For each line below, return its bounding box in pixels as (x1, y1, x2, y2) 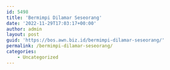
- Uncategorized (17, 54, 59, 60)
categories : (6, 49, 37, 55)
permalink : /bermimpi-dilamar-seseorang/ (6, 43, 113, 49)
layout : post (6, 32, 40, 38)
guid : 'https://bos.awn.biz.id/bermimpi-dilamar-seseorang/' (6, 37, 165, 43)
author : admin (6, 26, 43, 32)
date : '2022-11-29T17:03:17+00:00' (6, 20, 97, 26)
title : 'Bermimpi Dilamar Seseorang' (6, 15, 102, 21)
